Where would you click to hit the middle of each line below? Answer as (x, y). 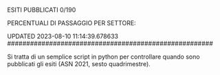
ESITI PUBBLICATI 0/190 (42, 10)
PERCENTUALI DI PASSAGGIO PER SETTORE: (71, 23)
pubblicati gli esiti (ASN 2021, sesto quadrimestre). (79, 64)
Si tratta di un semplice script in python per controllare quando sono (104, 57)
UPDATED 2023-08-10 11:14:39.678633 (63, 36)
